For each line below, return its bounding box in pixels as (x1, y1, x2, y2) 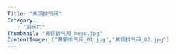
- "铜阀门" (16, 23, 46, 30)
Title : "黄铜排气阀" (7, 10, 62, 18)
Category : (7, 17, 36, 24)
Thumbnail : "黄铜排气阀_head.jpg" (7, 29, 103, 37)
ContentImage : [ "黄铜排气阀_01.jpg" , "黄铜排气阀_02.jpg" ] (7, 36, 170, 43)
